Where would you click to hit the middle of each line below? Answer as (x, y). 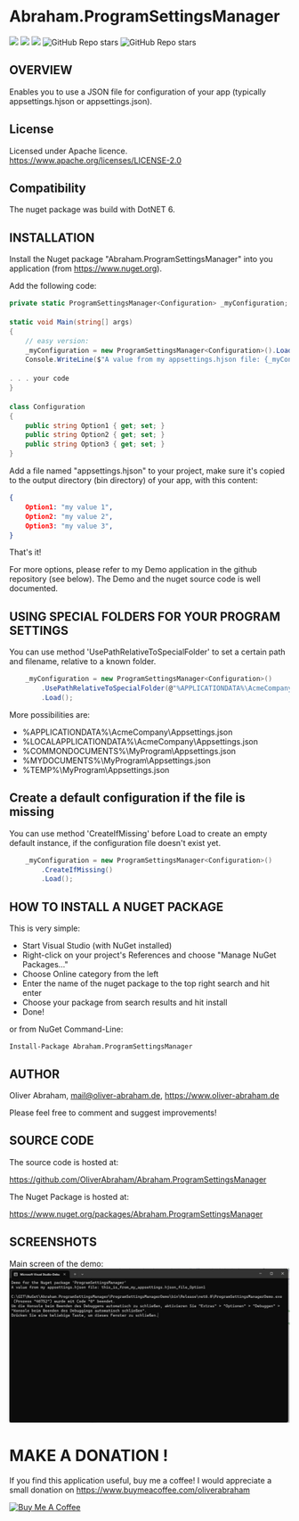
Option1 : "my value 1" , (69, 507)
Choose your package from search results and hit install (125, 1003)
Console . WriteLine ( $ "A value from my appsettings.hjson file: (143, 360)
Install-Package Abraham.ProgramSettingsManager (101, 1047)
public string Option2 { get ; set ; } (95, 435)
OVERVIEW (41, 70)
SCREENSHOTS (53, 1242)
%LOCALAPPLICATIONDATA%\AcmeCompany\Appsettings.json (140, 741)
